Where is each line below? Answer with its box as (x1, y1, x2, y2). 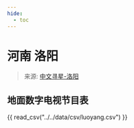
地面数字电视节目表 (7, 94, 89, 106)
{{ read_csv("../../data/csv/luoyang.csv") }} (7, 113, 129, 121)
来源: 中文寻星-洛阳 (23, 72, 79, 81)
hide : (7, 10, 23, 17)
